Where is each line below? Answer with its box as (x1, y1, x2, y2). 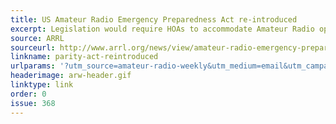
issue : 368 (10, 98, 56, 108)
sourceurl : (10, 42, 56, 53)
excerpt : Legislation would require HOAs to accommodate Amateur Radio (10, 24, 315, 34)
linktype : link (10, 80, 74, 90)
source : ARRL (10, 33, 65, 43)
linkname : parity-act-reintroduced (10, 52, 159, 62)
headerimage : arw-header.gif (10, 71, 132, 81)
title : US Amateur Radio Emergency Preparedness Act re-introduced (10, 14, 298, 25)
